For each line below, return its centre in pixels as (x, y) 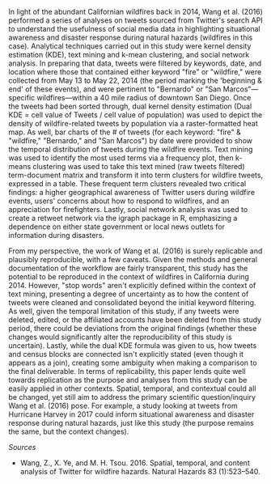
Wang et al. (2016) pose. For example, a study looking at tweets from (123, 405)
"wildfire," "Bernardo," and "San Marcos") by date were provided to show (131, 140)
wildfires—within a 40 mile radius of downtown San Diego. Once (144, 98)
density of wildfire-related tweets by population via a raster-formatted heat (133, 123)
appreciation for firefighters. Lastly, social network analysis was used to (128, 209)
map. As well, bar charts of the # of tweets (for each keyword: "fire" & (125, 132)
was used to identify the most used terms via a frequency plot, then (121, 158)
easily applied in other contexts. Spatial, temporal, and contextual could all (132, 388)
